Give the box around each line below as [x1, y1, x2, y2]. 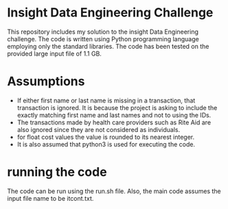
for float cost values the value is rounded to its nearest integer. [16, 133, 195, 141]
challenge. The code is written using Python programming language [7, 34, 199, 43]
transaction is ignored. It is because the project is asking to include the [16, 103, 218, 111]
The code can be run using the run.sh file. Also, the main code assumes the [7, 187, 221, 195]
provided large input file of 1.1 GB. [7, 49, 102, 58]
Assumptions [7, 74, 85, 89]
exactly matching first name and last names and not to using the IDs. [16, 111, 212, 119]
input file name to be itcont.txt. [7, 194, 94, 202]
